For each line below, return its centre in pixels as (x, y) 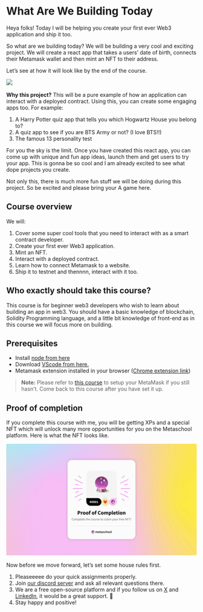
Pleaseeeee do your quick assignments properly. (76, 576)
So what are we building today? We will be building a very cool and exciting (100, 46)
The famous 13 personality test (53, 138)
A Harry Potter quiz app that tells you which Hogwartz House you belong (106, 119)
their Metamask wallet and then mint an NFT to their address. (82, 59)
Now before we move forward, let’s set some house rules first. (84, 565)
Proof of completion (45, 408)
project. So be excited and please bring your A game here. (79, 187)
